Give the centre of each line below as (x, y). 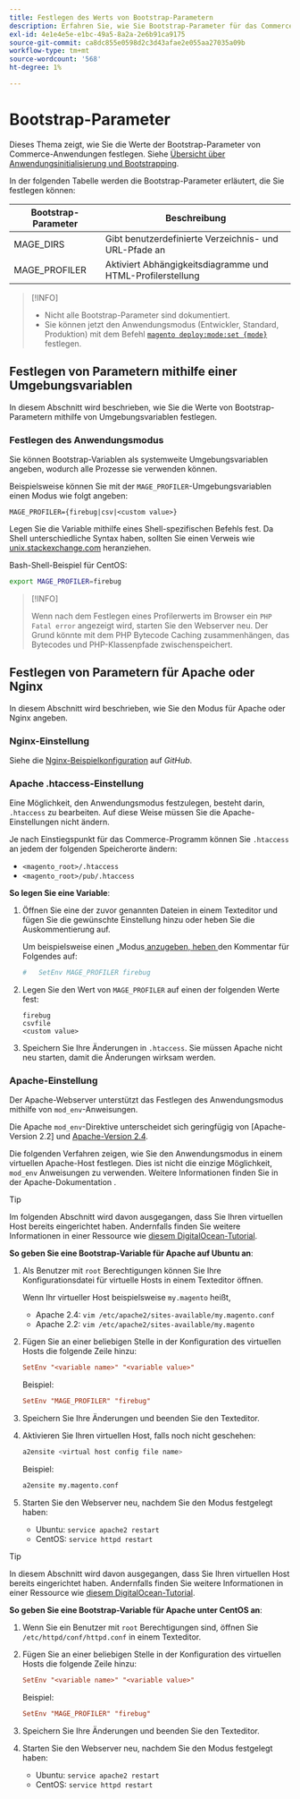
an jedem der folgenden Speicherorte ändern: (93, 849)
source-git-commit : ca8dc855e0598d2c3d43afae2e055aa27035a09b (127, 43)
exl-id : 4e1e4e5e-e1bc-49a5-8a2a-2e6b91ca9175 (97, 34)
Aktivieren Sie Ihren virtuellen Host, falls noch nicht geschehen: (139, 1436)
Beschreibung (196, 217)
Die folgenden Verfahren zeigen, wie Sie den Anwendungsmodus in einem (146, 1154)
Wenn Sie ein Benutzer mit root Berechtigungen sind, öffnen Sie (140, 1627)
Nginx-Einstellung (50, 741)
